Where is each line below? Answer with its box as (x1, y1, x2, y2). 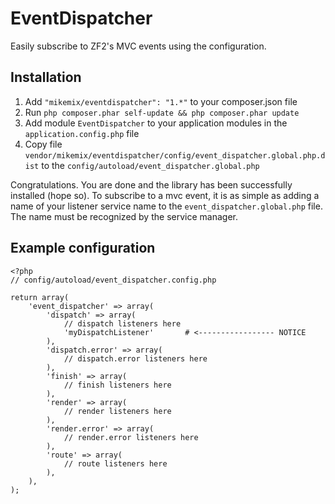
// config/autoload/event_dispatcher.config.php (10, 275, 217, 285)
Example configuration (10, 240, 156, 257)
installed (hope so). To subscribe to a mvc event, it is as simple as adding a (10, 189, 320, 201)
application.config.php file (24, 127, 140, 139)
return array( (10, 292, 70, 302)
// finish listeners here (63, 380, 172, 390)
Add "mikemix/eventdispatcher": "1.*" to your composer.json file (24, 95, 298, 107)
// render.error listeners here (63, 432, 199, 442)
